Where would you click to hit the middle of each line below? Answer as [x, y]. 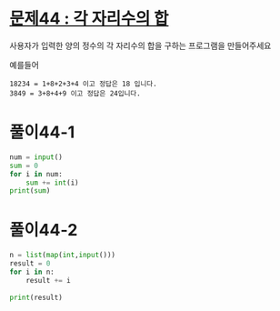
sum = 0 [24, 166]
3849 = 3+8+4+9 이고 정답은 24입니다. [75, 93]
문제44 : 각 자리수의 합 [89, 19]
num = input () [36, 157]
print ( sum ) [30, 191]
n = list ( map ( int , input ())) [63, 256]
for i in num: [36, 174]
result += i [48, 280]
